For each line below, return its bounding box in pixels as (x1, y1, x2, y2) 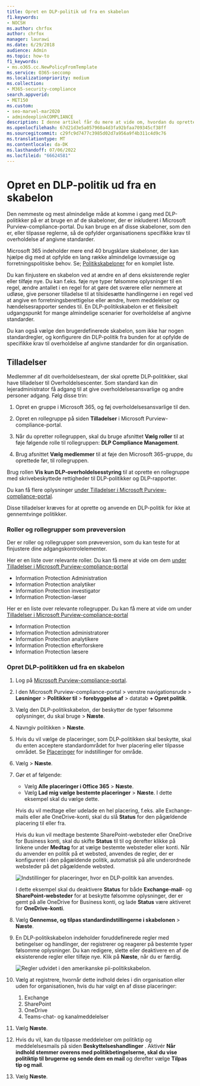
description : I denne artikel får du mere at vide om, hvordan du (7, 120, 174, 126)
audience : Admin (7, 48, 47, 54)
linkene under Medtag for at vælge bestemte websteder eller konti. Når (15, 843, 190, 851)
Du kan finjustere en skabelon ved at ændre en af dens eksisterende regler (7, 271, 190, 278)
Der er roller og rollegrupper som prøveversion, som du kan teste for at (7, 539, 180, 546)
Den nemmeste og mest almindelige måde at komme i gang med (7, 211, 164, 218)
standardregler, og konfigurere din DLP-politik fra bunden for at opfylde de (7, 334, 189, 341)
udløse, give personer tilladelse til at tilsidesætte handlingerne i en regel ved (7, 290, 193, 298)
